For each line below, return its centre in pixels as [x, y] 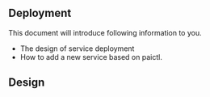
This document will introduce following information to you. [105, 32]
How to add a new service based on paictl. [91, 57]
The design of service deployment [77, 48]
